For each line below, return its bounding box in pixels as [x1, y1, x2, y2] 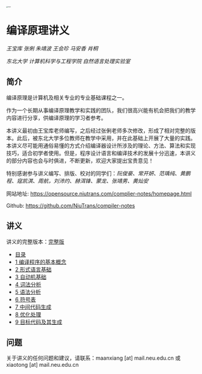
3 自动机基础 [14, 273, 47, 280]
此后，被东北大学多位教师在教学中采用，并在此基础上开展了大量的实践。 [16, 134, 196, 142]
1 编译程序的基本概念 [14, 258, 67, 265]
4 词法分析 [14, 280, 41, 288]
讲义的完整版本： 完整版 [6, 238, 64, 245]
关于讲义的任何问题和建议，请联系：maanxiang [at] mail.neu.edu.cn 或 [6, 354, 181, 362]
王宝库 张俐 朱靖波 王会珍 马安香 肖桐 [6, 44, 98, 52]
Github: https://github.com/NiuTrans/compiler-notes [6, 202, 135, 209]
